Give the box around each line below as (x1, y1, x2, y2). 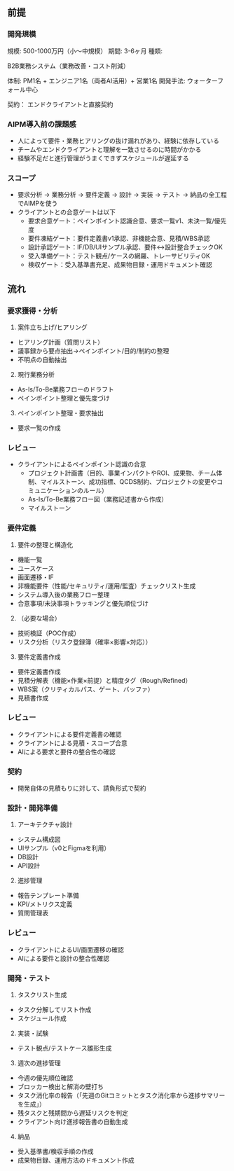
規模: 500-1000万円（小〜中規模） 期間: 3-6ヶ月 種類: (7, 46, 163, 55)
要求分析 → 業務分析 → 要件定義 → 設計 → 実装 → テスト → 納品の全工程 (17, 190, 228, 199)
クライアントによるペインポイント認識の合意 (17, 460, 146, 469)
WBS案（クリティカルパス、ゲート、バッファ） (17, 685, 154, 693)
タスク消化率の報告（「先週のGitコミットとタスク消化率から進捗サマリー (17, 1091, 226, 1100)
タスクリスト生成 (17, 990, 67, 999)
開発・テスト (7, 973, 51, 983)
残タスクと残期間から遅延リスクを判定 (17, 1109, 128, 1117)
